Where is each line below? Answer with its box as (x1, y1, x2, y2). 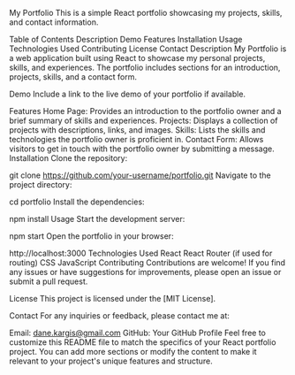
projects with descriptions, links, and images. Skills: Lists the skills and (9, 125, 266, 135)
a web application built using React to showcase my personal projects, (9, 53, 266, 63)
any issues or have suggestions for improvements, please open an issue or (9, 267, 282, 277)
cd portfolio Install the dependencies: (9, 196, 145, 207)
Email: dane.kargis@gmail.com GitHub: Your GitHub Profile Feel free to (9, 327, 267, 338)
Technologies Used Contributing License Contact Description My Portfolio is (9, 43, 287, 54)
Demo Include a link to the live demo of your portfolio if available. (9, 88, 246, 99)
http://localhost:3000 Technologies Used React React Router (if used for (9, 248, 273, 258)
